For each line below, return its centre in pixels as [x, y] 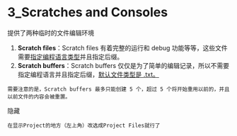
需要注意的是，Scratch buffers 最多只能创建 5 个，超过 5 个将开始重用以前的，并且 [118, 89]
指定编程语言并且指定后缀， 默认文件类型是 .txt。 [88, 74]
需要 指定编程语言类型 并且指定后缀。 [70, 57]
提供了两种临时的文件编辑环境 [51, 33]
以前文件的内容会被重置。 [39, 96]
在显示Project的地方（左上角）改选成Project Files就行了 [84, 125]
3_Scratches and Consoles [88, 12]
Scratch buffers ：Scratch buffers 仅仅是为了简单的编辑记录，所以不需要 [123, 65]
